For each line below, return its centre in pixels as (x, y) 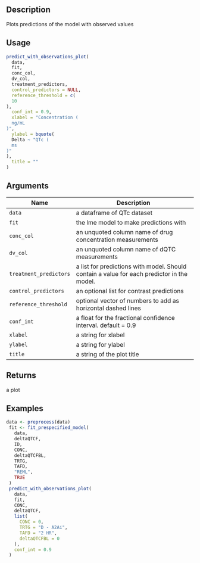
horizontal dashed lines (108, 308)
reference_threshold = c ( (44, 95)
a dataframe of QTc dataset (114, 213)
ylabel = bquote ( (33, 134)
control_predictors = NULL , (46, 90)
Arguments (28, 186)
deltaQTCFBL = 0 (40, 539)
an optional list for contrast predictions (130, 291)
